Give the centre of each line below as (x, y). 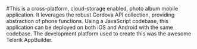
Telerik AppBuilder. (29, 40)
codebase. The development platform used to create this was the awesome (99, 34)
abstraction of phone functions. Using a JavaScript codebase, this (87, 21)
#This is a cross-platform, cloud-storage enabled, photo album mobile (92, 9)
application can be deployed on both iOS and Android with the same (90, 27)
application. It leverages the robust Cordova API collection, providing (90, 15)
